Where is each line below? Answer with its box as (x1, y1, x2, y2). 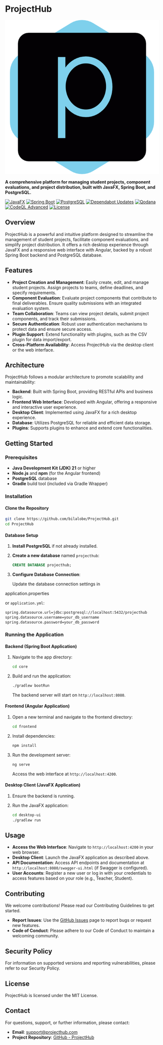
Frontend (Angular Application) (5, 703, 70, 709)
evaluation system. (12, 305, 50, 311)
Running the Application (5, 631, 64, 638)
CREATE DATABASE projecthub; (12, 563, 72, 568)
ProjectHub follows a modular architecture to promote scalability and (5, 374, 143, 380)
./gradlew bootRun (12, 683, 50, 688)
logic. (12, 394, 23, 400)
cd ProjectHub (5, 522, 34, 527)
